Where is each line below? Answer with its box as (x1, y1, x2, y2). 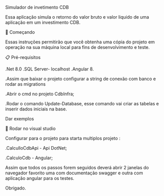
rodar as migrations (5, 81, 46, 87)
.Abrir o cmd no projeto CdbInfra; (5, 91, 75, 97)
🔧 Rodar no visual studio (5, 125, 56, 132)
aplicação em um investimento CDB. (5, 20, 81, 25)
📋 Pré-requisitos (5, 54, 41, 60)
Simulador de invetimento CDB (5, 5, 69, 10)
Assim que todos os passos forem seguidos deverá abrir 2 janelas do (5, 165, 149, 170)
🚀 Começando (5, 29, 35, 35)
